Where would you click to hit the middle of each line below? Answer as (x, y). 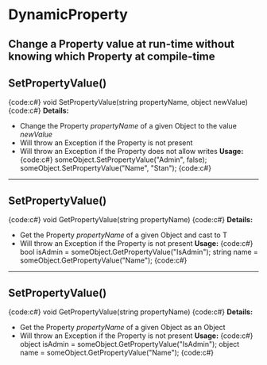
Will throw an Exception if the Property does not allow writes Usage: (132, 152)
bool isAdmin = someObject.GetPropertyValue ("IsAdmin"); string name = (139, 252)
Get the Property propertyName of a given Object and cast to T (124, 235)
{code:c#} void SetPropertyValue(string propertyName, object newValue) (128, 102)
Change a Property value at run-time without (122, 44)
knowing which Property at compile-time (112, 56)
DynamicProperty (68, 15)
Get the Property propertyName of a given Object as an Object (122, 328)
